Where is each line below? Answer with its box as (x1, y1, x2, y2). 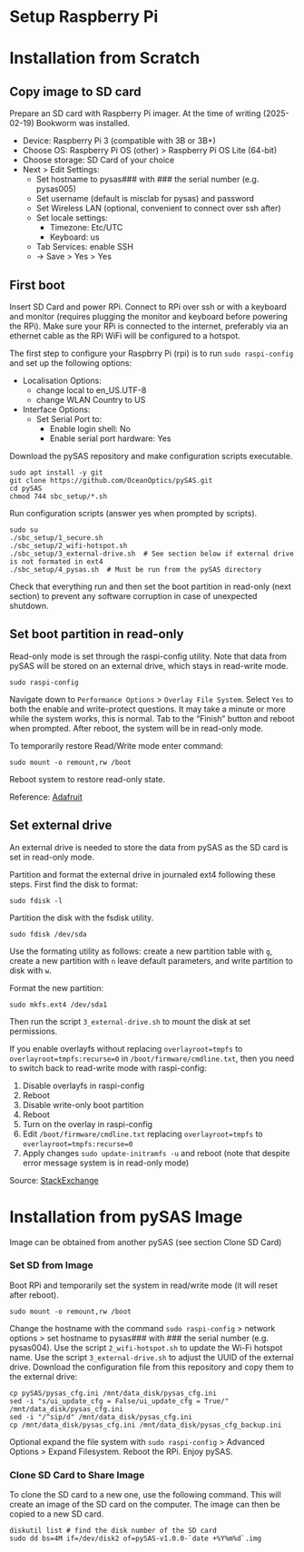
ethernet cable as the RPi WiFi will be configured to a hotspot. (9, 330, 240, 341)
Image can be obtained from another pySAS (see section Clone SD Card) (9, 1236, 282, 1247)
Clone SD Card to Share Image (9, 1469, 145, 1481)
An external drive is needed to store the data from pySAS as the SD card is (9, 841, 289, 852)
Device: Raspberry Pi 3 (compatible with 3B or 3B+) (22, 135, 216, 146)
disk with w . (9, 965, 52, 976)
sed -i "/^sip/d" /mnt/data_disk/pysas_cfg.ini (9, 1412, 193, 1421)
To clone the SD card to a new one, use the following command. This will (9, 1489, 281, 1500)
